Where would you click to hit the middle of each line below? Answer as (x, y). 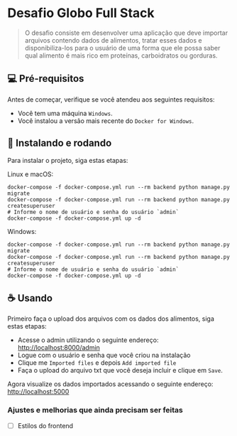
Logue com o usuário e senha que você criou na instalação (104, 355)
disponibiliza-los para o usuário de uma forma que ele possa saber (122, 48)
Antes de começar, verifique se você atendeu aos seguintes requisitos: (111, 99)
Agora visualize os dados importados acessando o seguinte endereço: (110, 384)
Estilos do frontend (45, 425)
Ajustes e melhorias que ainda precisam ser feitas (95, 410)
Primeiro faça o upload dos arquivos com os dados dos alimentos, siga (111, 319)
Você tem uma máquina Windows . (65, 113)
